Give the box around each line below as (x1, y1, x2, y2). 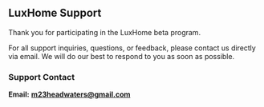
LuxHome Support (8, 6, 102, 20)
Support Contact (8, 71, 75, 82)
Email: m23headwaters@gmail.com (8, 89, 131, 99)
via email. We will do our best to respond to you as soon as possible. (8, 51, 235, 61)
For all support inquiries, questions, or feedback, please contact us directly (8, 43, 257, 53)
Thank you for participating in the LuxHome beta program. (8, 27, 201, 37)
